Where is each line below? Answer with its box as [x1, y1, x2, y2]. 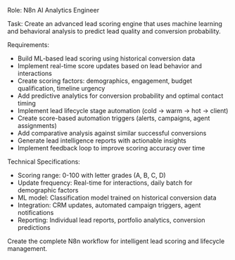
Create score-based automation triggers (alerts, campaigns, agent [17, 114, 210, 122]
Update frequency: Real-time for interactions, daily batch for [17, 178, 193, 187]
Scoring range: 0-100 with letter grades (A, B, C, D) [17, 171, 167, 179]
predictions [17, 223, 51, 231]
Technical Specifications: [7, 157, 81, 166]
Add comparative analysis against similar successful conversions [17, 129, 207, 137]
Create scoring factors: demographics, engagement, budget [17, 77, 192, 85]
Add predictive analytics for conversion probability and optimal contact [17, 91, 224, 100]
